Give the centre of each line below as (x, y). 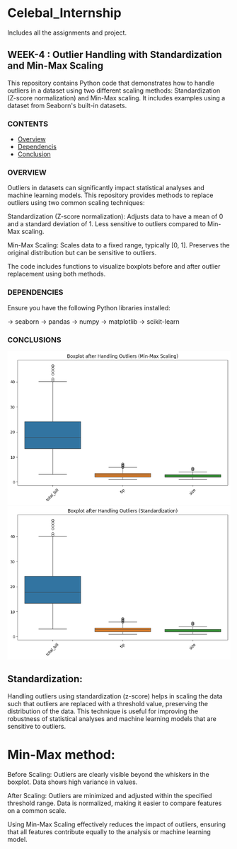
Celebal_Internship (64, 13)
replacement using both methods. (57, 274)
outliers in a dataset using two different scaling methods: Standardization (114, 90)
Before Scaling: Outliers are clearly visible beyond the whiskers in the (109, 774)
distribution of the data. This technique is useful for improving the (103, 711)
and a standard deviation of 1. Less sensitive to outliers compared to (107, 224)
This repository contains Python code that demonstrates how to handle (111, 83)
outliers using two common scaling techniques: (76, 203)
